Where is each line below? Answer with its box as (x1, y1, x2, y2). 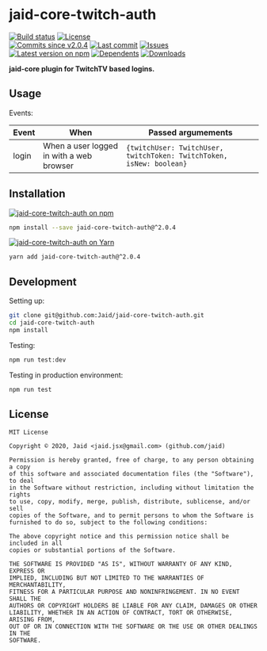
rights (9, 491, 31, 499)
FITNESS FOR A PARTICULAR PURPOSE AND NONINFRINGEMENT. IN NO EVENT (9, 588, 240, 596)
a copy (9, 463, 31, 471)
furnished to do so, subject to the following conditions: (9, 519, 208, 527)
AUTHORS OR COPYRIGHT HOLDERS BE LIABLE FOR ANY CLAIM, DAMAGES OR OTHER (9, 602, 258, 610)
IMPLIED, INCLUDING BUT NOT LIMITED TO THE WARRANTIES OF (9, 574, 204, 582)
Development (9, 275, 78, 289)
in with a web (43, 150, 93, 161)
